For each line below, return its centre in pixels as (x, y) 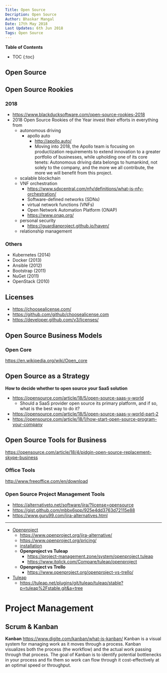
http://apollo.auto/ (53, 141)
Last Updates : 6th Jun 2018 (34, 28)
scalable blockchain (40, 178)
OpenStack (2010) (31, 281)
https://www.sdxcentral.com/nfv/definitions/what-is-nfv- (85, 189)
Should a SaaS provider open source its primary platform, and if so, (89, 403)
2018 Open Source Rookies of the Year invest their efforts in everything (85, 120)
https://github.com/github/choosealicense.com (61, 314)
